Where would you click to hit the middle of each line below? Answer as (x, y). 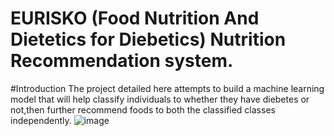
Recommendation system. (122, 61)
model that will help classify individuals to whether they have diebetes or (160, 99)
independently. (41, 120)
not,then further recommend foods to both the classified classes (143, 109)
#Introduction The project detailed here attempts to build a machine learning (167, 88)
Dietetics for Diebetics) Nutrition (148, 39)
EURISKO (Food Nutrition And (135, 18)
